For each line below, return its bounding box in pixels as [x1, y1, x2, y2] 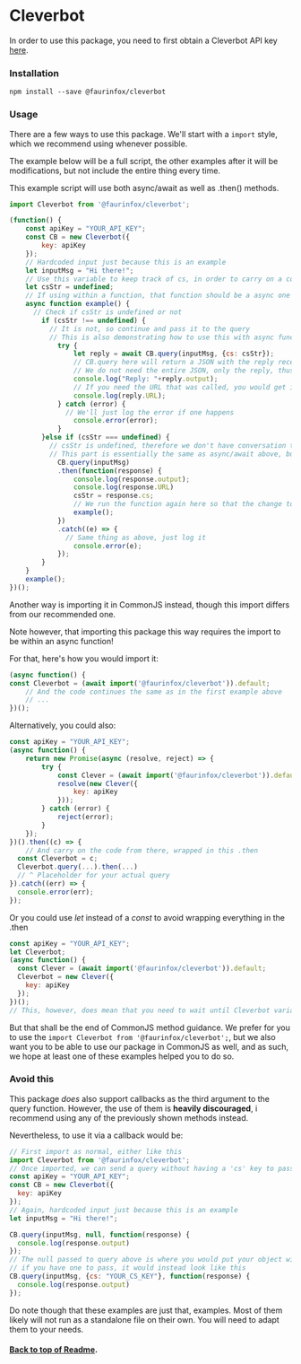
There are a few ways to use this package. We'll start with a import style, [9, 128, 278, 139]
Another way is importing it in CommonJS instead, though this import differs [9, 599, 290, 610]
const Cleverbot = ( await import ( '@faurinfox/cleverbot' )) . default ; [9, 678, 271, 687]
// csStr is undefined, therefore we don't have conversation [48, 442, 287, 450]
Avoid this [9, 1073, 55, 1086]
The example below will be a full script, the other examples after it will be [9, 155, 279, 166]
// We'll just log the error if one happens [65, 407, 235, 417]
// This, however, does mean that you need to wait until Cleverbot [9, 1006, 271, 1015]
